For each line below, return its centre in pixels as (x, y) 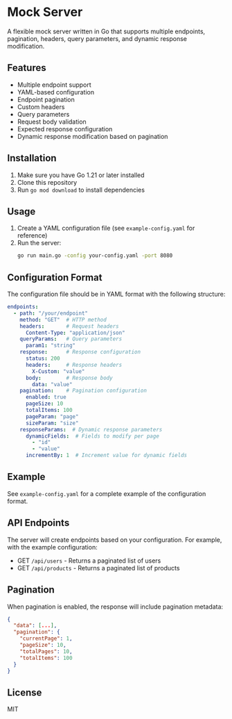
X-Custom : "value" (59, 371)
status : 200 (43, 358)
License (25, 692)
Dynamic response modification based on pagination (92, 136)
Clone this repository (47, 182)
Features (27, 68)
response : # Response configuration (80, 352)
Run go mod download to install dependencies (81, 190)
